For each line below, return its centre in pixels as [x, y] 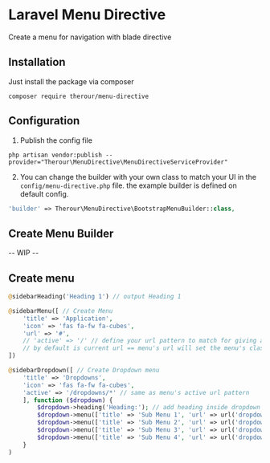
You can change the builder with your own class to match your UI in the [138, 177]
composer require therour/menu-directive [79, 96]
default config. [44, 193]
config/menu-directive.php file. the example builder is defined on [128, 185]
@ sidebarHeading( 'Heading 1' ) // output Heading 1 [95, 297]
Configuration [44, 121]
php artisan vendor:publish [55, 155]
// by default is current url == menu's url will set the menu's [135, 348]
